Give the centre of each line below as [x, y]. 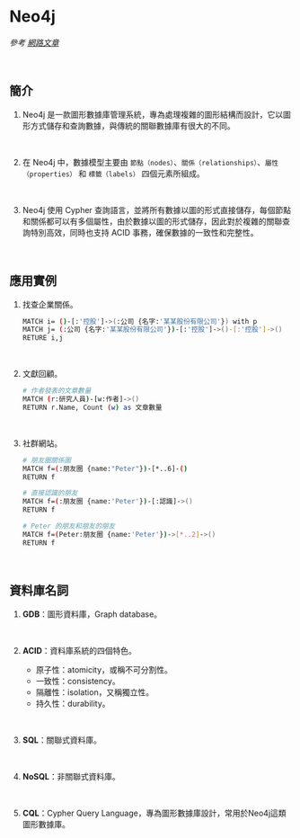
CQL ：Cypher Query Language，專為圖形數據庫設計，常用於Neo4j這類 [154, 813]
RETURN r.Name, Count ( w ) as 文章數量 [92, 407]
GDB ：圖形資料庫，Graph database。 [92, 614]
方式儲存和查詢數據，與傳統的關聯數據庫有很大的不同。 [132, 125]
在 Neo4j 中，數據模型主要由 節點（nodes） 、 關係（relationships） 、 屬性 [150, 162]
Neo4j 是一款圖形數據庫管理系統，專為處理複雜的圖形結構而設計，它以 [153, 114]
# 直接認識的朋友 [50, 493]
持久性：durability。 [73, 703]
